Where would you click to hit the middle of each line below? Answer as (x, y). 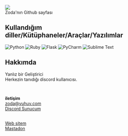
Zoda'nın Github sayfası (29, 12)
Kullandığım (24, 28)
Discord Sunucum (23, 108)
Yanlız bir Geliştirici (24, 74)
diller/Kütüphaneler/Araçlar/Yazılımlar (64, 35)
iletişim (13, 98)
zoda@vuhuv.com (23, 103)
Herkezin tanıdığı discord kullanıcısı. (41, 79)
